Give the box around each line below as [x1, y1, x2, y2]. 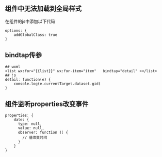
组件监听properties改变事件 [5, 100, 89, 108]
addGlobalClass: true [14, 32, 57, 37]
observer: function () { [17, 130, 68, 135]
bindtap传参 [5, 51, 42, 59]
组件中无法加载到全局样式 [5, 4, 81, 13]
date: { [14, 117, 29, 122]
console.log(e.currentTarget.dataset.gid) [14, 81, 101, 86]
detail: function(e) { [5, 77, 51, 82]
